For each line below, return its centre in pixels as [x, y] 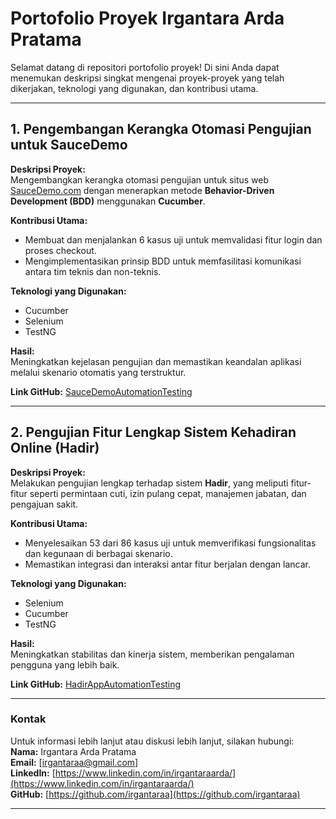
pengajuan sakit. [44, 504]
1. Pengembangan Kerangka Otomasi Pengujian [161, 129]
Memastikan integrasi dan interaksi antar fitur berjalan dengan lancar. [168, 564]
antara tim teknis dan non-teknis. [93, 271]
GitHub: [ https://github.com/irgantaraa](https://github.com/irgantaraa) [155, 794]
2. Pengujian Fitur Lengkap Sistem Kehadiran [153, 432]
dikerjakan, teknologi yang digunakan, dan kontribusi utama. [134, 88]
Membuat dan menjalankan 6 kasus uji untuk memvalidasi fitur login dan [173, 239]
